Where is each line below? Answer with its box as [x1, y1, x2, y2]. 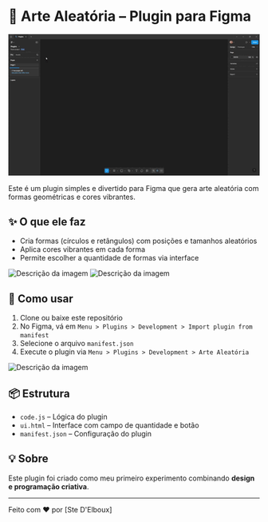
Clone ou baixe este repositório [19, 313, 124, 323]
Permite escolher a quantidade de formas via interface [19, 253, 199, 263]
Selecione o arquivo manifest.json [19, 339, 134, 349]
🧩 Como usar [8, 292, 73, 305]
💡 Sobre [8, 452, 49, 466]
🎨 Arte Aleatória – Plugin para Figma [8, 7, 251, 26]
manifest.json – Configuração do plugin [19, 428, 152, 438]
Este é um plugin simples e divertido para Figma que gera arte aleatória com [8, 183, 259, 193]
